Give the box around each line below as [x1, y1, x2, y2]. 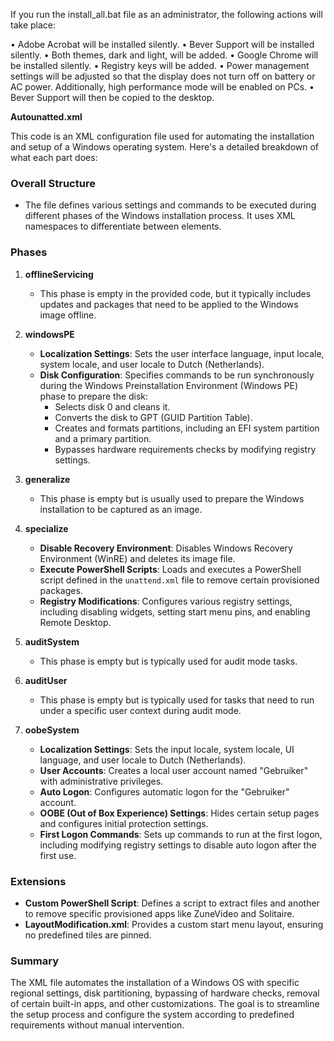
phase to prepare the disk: [39, 390, 149, 402]
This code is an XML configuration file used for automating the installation [10, 130, 315, 142]
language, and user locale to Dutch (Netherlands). [39, 754, 247, 766]
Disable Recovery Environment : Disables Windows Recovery [39, 542, 293, 554]
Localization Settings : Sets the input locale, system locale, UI [39, 743, 295, 755]
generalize [24, 473, 71, 485]
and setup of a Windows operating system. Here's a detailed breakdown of [10, 141, 320, 153]
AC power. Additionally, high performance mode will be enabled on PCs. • [10, 81, 315, 93]
